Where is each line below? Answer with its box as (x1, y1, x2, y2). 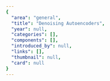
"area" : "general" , (11, 15, 61, 21)
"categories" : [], (11, 32, 59, 38)
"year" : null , (11, 26, 47, 32)
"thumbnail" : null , (11, 54, 61, 60)
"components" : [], (11, 37, 59, 43)
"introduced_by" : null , (11, 43, 72, 49)
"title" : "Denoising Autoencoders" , (11, 20, 105, 26)
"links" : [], (11, 49, 45, 55)
